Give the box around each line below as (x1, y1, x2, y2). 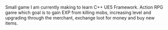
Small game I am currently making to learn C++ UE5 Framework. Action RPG (5, 4, 163, 10)
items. (5, 20, 18, 26)
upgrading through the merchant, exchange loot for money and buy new (5, 15, 155, 20)
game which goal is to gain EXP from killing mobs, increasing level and (5, 9, 151, 15)
